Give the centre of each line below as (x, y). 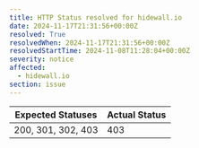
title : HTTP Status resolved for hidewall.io (95, 17)
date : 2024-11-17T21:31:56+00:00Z (74, 26)
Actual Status (137, 115)
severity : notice (42, 59)
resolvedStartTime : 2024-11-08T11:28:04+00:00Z (100, 51)
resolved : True (38, 34)
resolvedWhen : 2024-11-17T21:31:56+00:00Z (90, 43)
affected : (28, 68)
